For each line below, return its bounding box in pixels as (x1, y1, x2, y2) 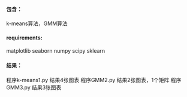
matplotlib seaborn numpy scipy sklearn (6, 47, 105, 54)
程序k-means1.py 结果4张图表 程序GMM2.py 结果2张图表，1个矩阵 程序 (6, 76, 182, 83)
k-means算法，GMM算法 (6, 20, 68, 27)
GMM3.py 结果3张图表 (6, 84, 62, 91)
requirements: (6, 34, 43, 41)
